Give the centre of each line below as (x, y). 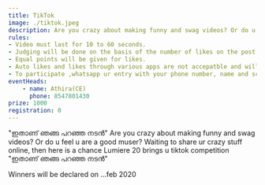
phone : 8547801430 (59, 96)
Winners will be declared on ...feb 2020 (72, 174)
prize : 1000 (28, 103)
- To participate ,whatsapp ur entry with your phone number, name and (128, 74)
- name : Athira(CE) (54, 89)
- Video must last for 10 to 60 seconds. (77, 45)
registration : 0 (35, 111)
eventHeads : (28, 81)
